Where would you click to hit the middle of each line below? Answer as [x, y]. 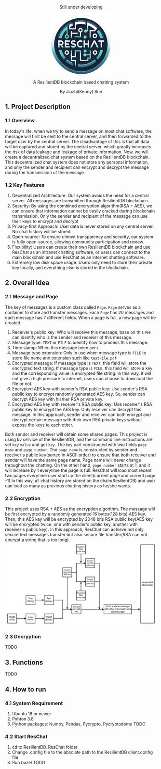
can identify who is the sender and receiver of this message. [72, 337]
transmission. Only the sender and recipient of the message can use [80, 216]
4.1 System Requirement [34, 703]
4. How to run [26, 689]
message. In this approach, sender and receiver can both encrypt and [81, 415]
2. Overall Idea [27, 283]
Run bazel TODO [29, 763]
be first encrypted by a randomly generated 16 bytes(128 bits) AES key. [76, 514]
